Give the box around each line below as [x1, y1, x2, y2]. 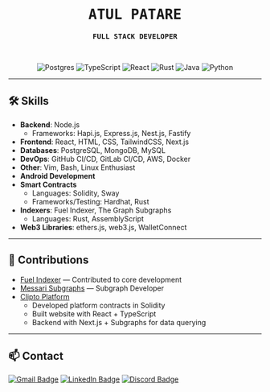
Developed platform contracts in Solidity [31, 300, 166, 310]
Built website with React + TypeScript [31, 308, 157, 319]
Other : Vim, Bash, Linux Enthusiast [19, 163, 136, 172]
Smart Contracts [19, 179, 77, 189]
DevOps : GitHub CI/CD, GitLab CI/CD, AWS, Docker [19, 154, 191, 163]
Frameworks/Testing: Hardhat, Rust [31, 196, 150, 206]
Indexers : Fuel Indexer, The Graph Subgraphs [19, 205, 172, 215]
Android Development [19, 171, 96, 180]
